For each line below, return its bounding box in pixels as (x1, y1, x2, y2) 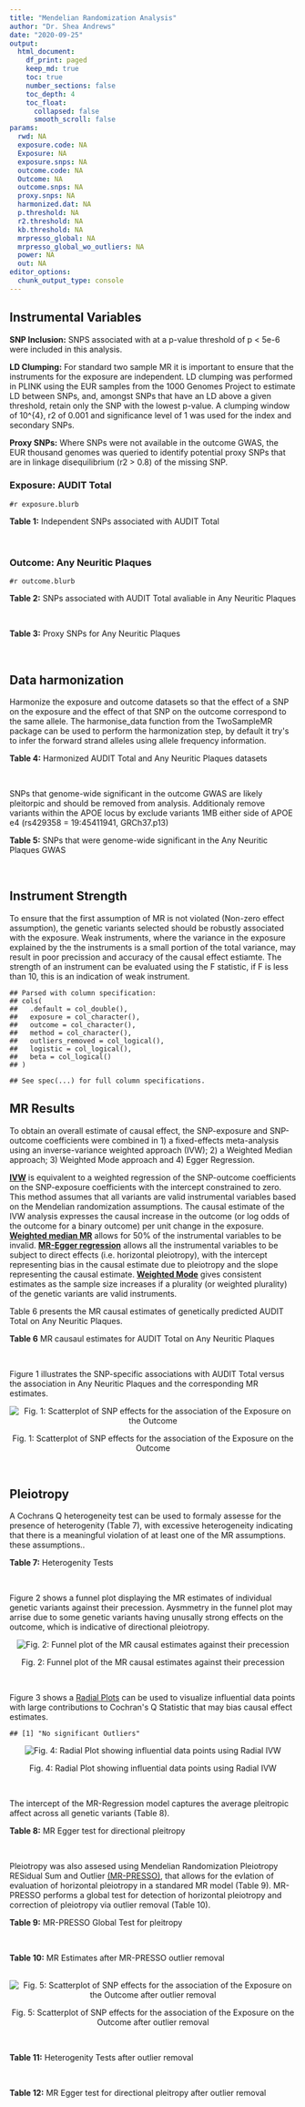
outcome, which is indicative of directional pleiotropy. (9, 1621, 210, 1632)
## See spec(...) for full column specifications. (9, 1076, 206, 1085)
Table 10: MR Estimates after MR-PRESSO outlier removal (9, 1952, 225, 1964)
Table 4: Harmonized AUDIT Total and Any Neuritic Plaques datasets (9, 753, 268, 764)
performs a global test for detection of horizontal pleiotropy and (42, 1890, 282, 1901)
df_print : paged (25, 56, 88, 65)
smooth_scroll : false (33, 115, 117, 124)
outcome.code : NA (17, 166, 84, 175)
